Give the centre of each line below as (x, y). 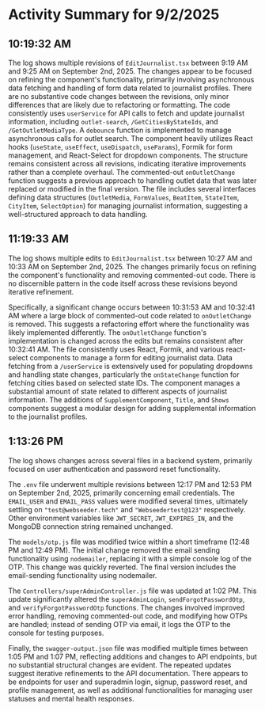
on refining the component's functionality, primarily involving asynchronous (131, 80)
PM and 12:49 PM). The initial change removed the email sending (114, 550)
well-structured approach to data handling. (78, 214)
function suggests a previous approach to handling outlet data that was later (132, 181)
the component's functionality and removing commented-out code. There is (132, 275)
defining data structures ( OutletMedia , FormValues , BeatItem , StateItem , (124, 197)
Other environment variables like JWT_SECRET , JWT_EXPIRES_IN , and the (121, 518)
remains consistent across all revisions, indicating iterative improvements (127, 163)
